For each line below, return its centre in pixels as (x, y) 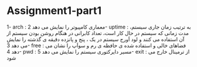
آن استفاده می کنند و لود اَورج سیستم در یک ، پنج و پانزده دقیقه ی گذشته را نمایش (96, 39)
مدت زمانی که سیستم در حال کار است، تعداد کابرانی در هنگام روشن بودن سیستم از (98, 33)
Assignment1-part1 (54, 11)
